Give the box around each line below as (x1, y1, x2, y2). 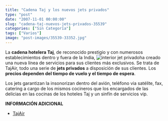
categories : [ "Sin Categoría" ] (5, 26, 71, 31)
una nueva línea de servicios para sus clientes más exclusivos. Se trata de (5, 60, 159, 66)
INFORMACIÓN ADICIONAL (5, 100, 64, 106)
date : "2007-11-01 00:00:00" (5, 17, 67, 22)
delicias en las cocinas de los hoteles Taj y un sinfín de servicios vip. (5, 91, 148, 97)
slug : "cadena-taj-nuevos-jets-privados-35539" (5, 21, 107, 27)
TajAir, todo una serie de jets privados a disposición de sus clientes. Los (5, 65, 156, 71)
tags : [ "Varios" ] (5, 31, 42, 36)
